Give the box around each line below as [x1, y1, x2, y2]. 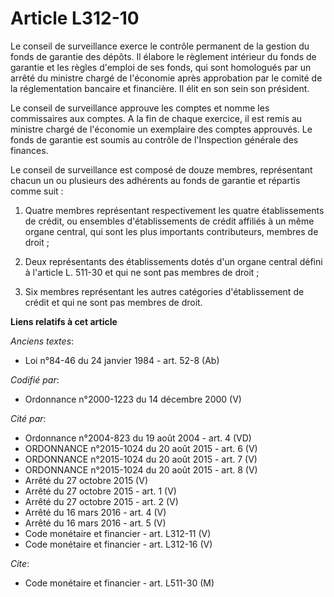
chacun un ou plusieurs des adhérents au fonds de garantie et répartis [10, 174, 301, 186]
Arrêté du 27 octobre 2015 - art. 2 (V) [24, 495, 179, 507]
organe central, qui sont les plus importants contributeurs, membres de [24, 225, 319, 237]
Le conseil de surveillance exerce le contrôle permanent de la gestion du [10, 40, 310, 52]
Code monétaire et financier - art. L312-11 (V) [24, 527, 212, 539]
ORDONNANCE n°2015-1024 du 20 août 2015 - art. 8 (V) [24, 463, 258, 476]
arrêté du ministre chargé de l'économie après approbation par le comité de [10, 72, 323, 84]
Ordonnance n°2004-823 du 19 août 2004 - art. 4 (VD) [24, 432, 252, 444]
